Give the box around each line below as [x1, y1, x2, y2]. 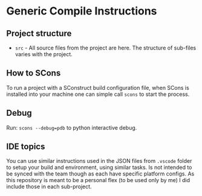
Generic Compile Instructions [6, 4, 157, 18]
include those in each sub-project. [6, 183, 92, 191]
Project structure [6, 28, 72, 39]
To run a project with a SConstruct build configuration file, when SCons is [6, 84, 189, 91]
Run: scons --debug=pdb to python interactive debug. [6, 124, 137, 131]
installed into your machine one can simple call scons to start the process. [6, 90, 190, 98]
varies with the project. [15, 51, 73, 58]
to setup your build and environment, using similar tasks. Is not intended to [6, 164, 192, 171]
